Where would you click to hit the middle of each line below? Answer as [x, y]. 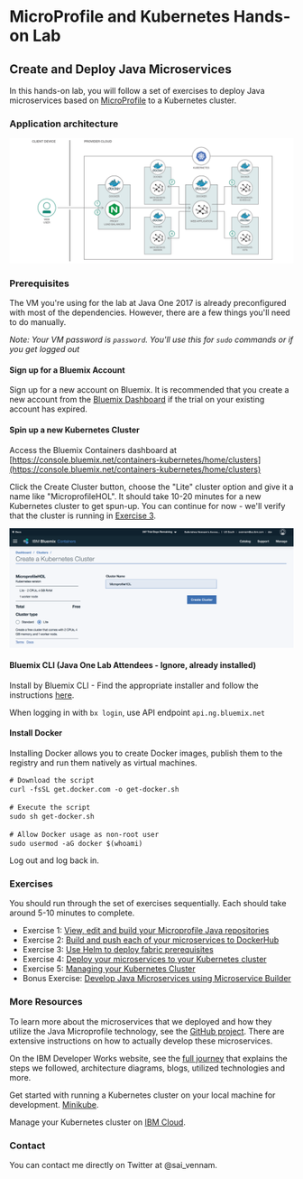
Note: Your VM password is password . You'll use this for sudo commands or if [151, 339]
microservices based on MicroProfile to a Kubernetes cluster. [123, 100]
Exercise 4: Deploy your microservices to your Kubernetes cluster [145, 960]
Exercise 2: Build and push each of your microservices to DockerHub [151, 940]
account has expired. [49, 409]
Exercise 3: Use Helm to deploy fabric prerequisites [118, 950]
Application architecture [64, 124]
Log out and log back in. [54, 860]
